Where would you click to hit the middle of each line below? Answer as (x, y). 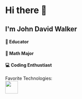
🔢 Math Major (20, 53)
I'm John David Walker (41, 29)
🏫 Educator (17, 42)
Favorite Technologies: (29, 78)
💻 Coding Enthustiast (28, 65)
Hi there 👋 (26, 10)
